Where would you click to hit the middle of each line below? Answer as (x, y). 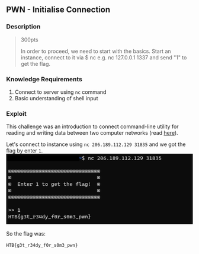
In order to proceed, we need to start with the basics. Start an (96, 51)
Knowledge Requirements (44, 79)
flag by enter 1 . (25, 151)
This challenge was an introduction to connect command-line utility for (92, 126)
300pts (29, 39)
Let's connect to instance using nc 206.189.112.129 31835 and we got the (96, 144)
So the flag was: (26, 233)
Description (23, 27)
